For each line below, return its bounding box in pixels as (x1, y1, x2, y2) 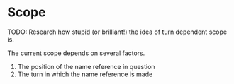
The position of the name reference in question (17, 62, 155, 71)
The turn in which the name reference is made (17, 70, 153, 78)
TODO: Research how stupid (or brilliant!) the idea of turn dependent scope (7, 28, 228, 36)
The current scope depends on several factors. (7, 49, 145, 57)
